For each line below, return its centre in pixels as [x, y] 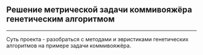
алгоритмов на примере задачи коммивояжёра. [69, 45]
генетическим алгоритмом [60, 19]
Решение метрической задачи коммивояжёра [99, 10]
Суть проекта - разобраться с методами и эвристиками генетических [98, 39]
